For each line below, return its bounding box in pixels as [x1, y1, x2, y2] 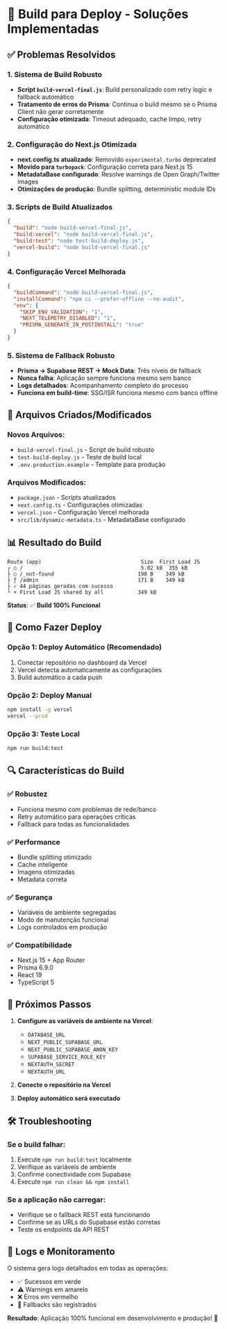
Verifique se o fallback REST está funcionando [17, 1211, 151, 1219]
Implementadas [7, 21, 99, 37]
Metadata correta [17, 875, 67, 883]
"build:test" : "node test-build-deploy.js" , [13, 238, 144, 245]
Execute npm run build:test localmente [17, 1155, 132, 1164]
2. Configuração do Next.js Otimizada [7, 139, 137, 149]
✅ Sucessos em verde [17, 1278, 81, 1286]
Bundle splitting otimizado [17, 853, 92, 861]
